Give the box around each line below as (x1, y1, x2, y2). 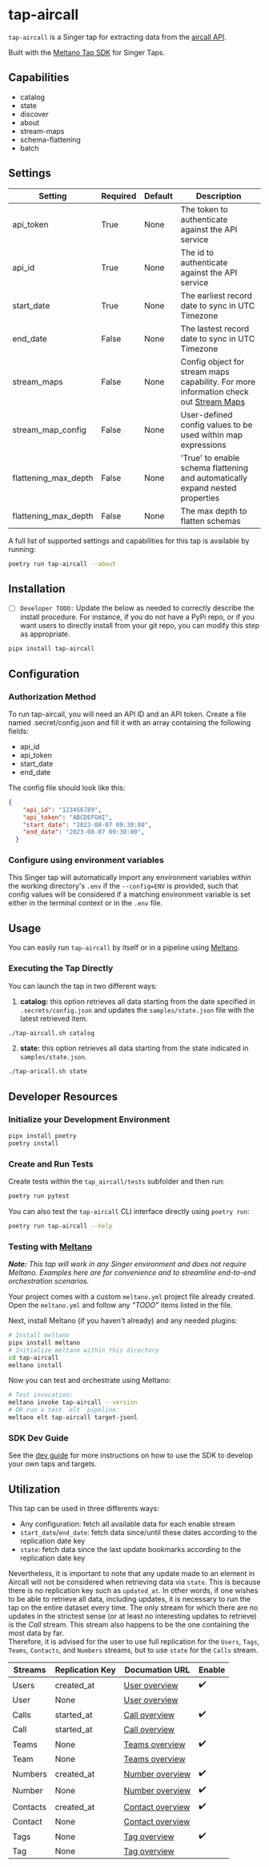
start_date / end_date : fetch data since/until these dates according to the (19, 1528, 258, 1538)
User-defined (180, 409, 233, 420)
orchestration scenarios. (8, 1276, 90, 1286)
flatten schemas (180, 515, 242, 526)
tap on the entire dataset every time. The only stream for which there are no (8, 1603, 259, 1612)
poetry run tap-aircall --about (8, 559, 116, 568)
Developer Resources (8, 1090, 118, 1103)
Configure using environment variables (8, 855, 164, 866)
